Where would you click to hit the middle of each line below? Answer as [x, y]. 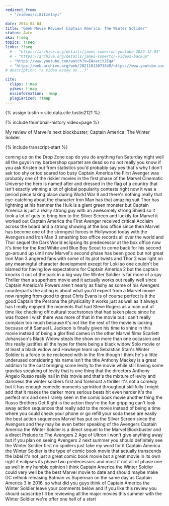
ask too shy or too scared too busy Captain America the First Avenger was [82, 173]
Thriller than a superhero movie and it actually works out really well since [81, 280]
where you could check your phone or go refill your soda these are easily [81, 413]
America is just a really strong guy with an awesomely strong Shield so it [80, 210]
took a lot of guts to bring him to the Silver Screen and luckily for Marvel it [82, 216]
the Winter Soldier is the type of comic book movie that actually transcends [83, 451]
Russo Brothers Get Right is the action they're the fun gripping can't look [80, 402]
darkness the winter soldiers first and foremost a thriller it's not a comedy [81, 381]
